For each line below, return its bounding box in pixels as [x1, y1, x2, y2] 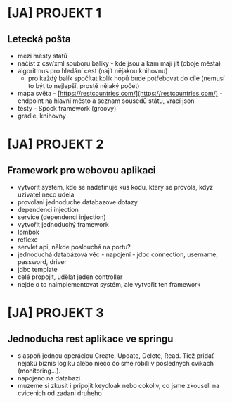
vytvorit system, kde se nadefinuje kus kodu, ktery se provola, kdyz [17, 183, 213, 191]
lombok [17, 228, 40, 236]
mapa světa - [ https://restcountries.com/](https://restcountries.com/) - [17, 89, 223, 97]
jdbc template [17, 266, 58, 273]
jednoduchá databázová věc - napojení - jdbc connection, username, [17, 250, 219, 259]
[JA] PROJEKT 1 [7, 5, 102, 21]
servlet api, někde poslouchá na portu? [17, 243, 131, 251]
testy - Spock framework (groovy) [17, 104, 117, 112]
